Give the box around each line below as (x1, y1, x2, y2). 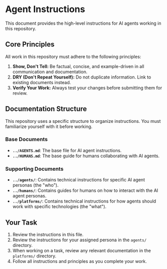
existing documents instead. (12, 79, 71, 85)
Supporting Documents (5, 165, 64, 172)
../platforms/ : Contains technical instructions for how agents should (12, 198, 156, 205)
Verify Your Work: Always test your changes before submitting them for (12, 85, 162, 91)
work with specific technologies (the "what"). (12, 204, 107, 210)
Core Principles (5, 40, 55, 49)
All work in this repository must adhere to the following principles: (5, 53, 141, 59)
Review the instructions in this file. (12, 231, 84, 237)
